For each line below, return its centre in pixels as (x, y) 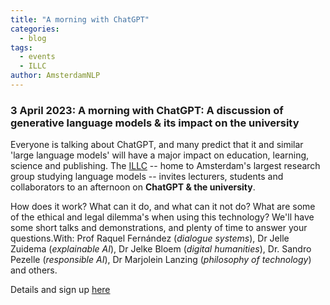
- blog (33, 38)
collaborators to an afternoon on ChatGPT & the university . (133, 187)
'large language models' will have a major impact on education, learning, (160, 155)
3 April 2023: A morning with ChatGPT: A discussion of (147, 110)
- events (37, 57)
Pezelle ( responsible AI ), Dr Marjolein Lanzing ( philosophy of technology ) (161, 260)
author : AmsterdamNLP (55, 76)
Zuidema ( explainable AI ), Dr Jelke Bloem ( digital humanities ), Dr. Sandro (161, 249)
